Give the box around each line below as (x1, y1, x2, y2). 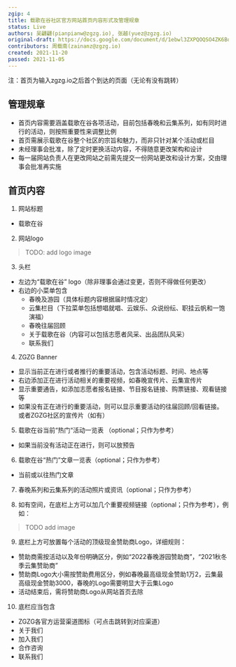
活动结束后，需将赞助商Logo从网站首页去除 (18, 588, 144, 596)
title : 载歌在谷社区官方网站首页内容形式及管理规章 (8, 17, 139, 24)
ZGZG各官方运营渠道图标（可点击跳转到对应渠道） (18, 617, 164, 626)
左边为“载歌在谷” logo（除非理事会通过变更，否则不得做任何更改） (18, 277, 210, 286)
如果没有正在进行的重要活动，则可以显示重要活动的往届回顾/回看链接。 (18, 402, 223, 411)
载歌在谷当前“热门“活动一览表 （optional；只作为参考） (18, 426, 178, 434)
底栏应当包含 (18, 603, 55, 611)
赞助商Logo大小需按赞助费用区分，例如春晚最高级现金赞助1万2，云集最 (18, 570, 223, 579)
